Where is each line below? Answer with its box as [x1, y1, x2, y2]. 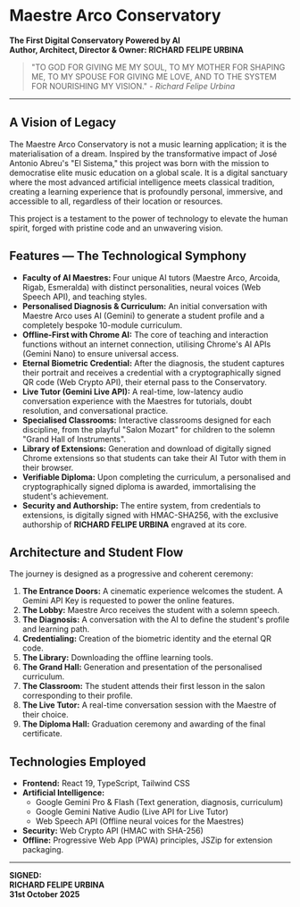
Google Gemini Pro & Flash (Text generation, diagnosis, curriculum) [35, 797, 284, 808]
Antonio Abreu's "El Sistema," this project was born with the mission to [9, 157, 270, 168]
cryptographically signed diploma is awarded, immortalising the [21, 481, 256, 491]
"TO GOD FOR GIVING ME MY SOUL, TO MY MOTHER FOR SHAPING [30, 62, 286, 72]
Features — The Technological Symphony [9, 248, 247, 264]
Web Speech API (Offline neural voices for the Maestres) [35, 816, 245, 827]
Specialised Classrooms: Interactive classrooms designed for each [21, 415, 271, 425]
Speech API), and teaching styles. [21, 291, 147, 302]
